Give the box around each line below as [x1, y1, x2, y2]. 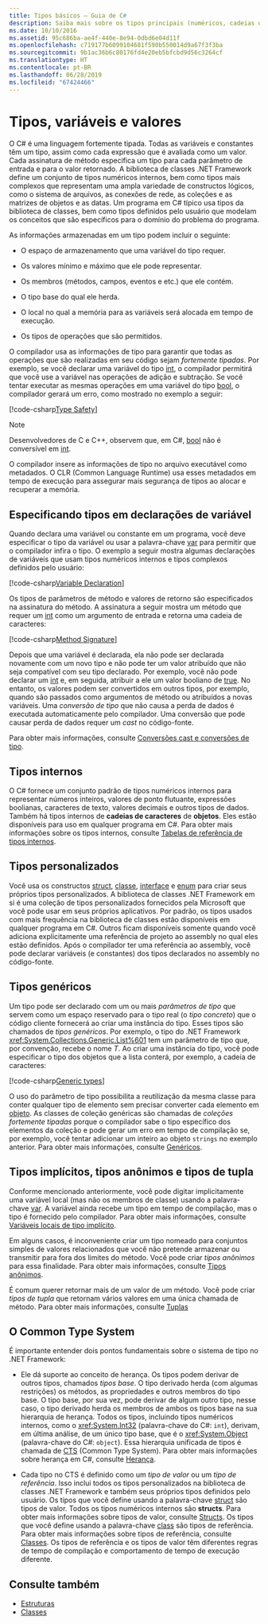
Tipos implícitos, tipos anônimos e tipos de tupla [9, 1165, 254, 1179]
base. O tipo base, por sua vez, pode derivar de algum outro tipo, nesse [20, 1395, 257, 1405]
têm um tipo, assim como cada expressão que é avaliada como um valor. [9, 147, 247, 157]
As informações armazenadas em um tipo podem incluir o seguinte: [9, 230, 231, 240]
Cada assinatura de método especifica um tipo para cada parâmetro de [9, 156, 243, 166]
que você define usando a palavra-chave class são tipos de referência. [20, 1520, 254, 1530]
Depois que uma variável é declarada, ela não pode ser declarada [9, 650, 224, 659]
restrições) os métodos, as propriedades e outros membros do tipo [20, 1387, 241, 1396]
